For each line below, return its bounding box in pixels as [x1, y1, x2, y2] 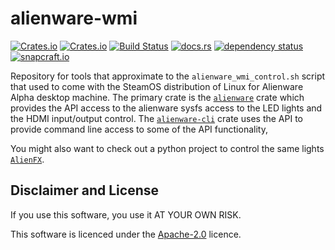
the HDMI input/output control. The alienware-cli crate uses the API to [10, 112, 303, 124]
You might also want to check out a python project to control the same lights [10, 142, 325, 154]
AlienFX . [10, 153, 45, 165]
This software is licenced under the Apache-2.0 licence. [10, 228, 242, 240]
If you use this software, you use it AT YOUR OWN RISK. [10, 208, 242, 221]
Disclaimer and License [10, 182, 159, 199]
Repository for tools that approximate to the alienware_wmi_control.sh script [10, 70, 326, 82]
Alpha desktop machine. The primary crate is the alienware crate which [10, 91, 305, 103]
